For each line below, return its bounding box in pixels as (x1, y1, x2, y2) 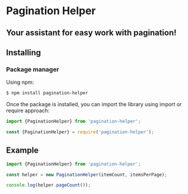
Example (6, 146, 39, 156)
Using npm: (6, 78, 34, 86)
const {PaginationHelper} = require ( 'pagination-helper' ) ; (6, 129, 154, 135)
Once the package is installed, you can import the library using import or (6, 101, 182, 108)
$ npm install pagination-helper (6, 90, 88, 96)
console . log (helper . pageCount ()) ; (6, 182, 91, 188)
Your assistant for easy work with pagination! (6, 28, 177, 38)
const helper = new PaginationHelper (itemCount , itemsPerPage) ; (6, 172, 167, 177)
